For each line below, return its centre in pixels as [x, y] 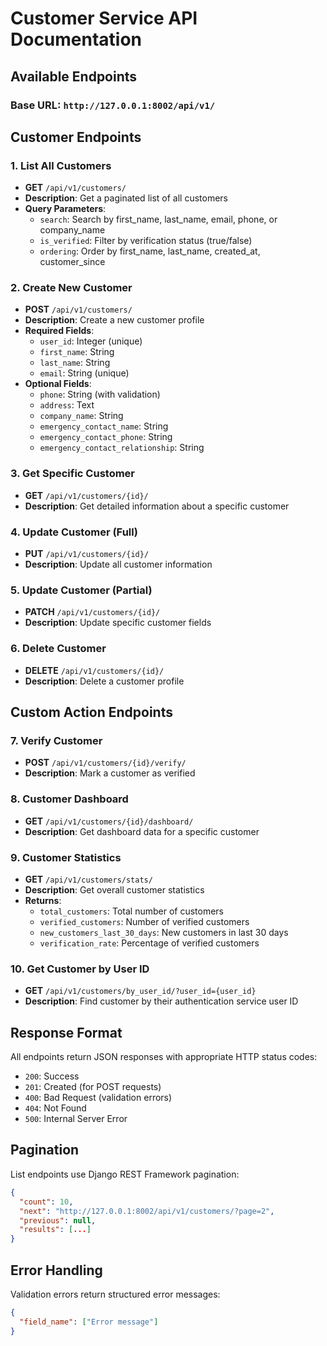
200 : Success [52, 1076]
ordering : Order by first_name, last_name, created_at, [150, 251]
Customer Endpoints [76, 137]
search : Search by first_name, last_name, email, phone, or [158, 219]
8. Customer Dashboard [69, 799]
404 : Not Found [55, 1108]
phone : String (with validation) [100, 394]
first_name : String [77, 352]
